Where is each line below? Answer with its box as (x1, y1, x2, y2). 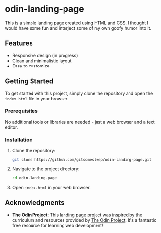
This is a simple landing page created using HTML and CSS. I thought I (5, 20, 149, 26)
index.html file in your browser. (5, 95, 69, 101)
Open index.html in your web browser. (12, 184, 91, 190)
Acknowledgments (5, 199, 65, 207)
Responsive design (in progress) (12, 52, 78, 58)
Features (5, 39, 33, 48)
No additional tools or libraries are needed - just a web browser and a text (5, 119, 155, 125)
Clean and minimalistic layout (12, 58, 72, 64)
